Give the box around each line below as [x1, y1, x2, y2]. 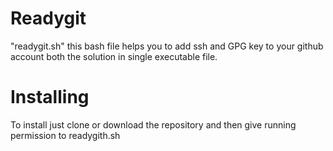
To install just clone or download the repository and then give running [10, 118, 297, 131]
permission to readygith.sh [10, 129, 121, 141]
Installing [10, 86, 90, 109]
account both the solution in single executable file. [10, 50, 218, 62]
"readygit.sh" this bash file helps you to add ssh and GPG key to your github [10, 40, 324, 52]
